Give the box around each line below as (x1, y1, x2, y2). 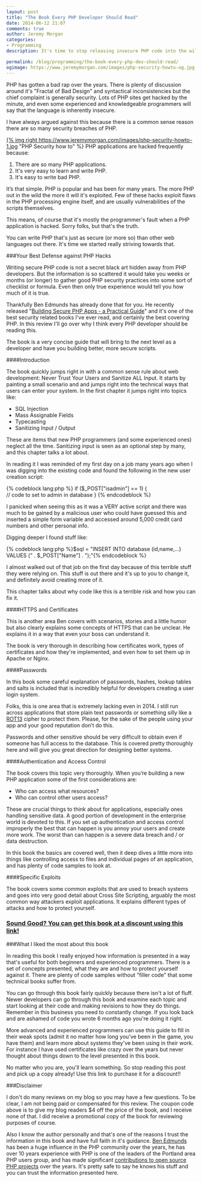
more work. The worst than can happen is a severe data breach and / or (6, 831, 185, 838)
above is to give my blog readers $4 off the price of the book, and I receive (6, 1106, 192, 1113)
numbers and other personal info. (6, 522, 89, 529)
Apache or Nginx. (6, 654, 50, 662)
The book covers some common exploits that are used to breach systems (6, 885, 188, 892)
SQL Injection (14, 405, 49, 412)
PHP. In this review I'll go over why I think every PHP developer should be (6, 320, 188, 327)
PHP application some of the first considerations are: (6, 775, 137, 783)
